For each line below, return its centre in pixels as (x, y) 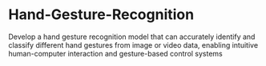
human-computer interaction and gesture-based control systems (115, 53)
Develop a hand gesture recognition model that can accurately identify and (132, 37)
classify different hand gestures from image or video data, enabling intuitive (133, 45)
